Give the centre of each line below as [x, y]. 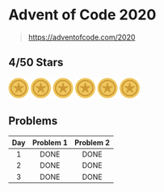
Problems [33, 121]
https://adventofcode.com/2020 [82, 37]
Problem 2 [93, 142]
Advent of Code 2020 [82, 15]
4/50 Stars [36, 63]
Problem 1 [50, 142]
